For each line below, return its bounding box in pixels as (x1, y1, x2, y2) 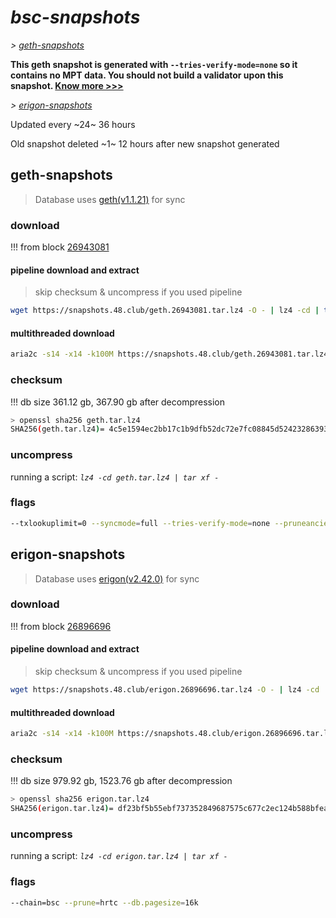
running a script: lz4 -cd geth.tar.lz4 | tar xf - (10, 471, 220, 483)
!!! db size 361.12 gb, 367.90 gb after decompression (10, 396, 226, 408)
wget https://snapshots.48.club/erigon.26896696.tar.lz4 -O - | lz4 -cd (10, 685, 320, 695)
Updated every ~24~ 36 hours (10, 118, 136, 130)
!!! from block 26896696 (10, 620, 112, 632)
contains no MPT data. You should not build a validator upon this (10, 69, 284, 81)
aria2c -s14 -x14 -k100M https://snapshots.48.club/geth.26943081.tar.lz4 (10, 349, 329, 360)
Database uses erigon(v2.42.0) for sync (34, 572, 200, 585)
